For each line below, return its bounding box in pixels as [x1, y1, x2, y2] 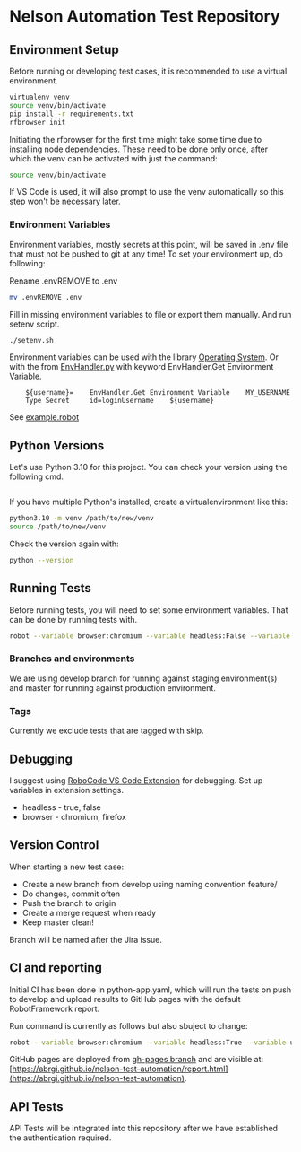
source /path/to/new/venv [9, 522, 106, 531]
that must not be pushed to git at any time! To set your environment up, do [9, 249, 284, 259]
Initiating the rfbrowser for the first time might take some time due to [9, 134, 262, 144]
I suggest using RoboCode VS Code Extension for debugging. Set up [9, 774, 263, 786]
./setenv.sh [9, 336, 54, 345]
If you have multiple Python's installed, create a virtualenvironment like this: [9, 496, 288, 508]
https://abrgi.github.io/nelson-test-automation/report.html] [12, 1063, 228, 1074]
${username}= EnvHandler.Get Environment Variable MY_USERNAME [25, 388, 291, 397]
